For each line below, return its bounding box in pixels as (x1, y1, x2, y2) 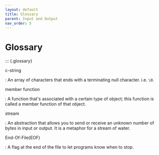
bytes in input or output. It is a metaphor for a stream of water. (5, 125, 131, 131)
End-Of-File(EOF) (5, 135, 41, 141)
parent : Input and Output (5, 16, 58, 21)
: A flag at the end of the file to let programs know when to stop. (5, 144, 134, 150)
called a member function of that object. (5, 101, 87, 107)
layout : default (5, 7, 38, 12)
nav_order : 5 (5, 21, 32, 26)
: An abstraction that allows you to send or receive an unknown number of (5, 120, 154, 126)
